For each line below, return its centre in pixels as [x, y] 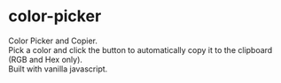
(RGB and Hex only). [46, 59]
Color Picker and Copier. [53, 41]
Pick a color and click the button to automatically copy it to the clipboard [140, 49]
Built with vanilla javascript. [58, 69]
